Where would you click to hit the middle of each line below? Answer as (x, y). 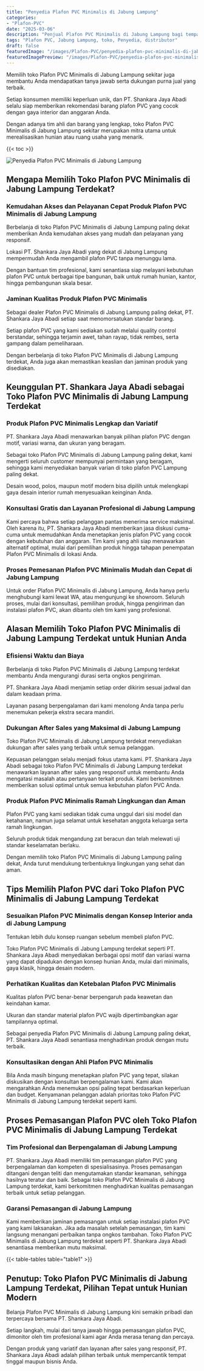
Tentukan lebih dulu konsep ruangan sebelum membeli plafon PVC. (90, 937)
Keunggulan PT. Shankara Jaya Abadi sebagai (95, 387)
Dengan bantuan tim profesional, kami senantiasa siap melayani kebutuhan (100, 270)
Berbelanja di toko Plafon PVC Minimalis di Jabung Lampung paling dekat (98, 227)
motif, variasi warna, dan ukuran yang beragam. (66, 443)
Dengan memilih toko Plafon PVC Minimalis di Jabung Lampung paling (94, 857)
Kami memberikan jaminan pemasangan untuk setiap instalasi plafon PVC (98, 1222)
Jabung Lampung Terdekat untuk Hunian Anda (97, 638)
